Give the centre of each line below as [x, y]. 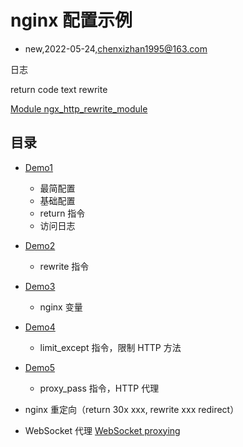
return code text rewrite [59, 89]
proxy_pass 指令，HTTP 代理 [99, 388]
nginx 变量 [61, 307]
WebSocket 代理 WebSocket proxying [102, 430]
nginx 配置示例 [71, 20]
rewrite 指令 [64, 266]
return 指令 [62, 213]
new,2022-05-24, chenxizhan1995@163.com [116, 48]
